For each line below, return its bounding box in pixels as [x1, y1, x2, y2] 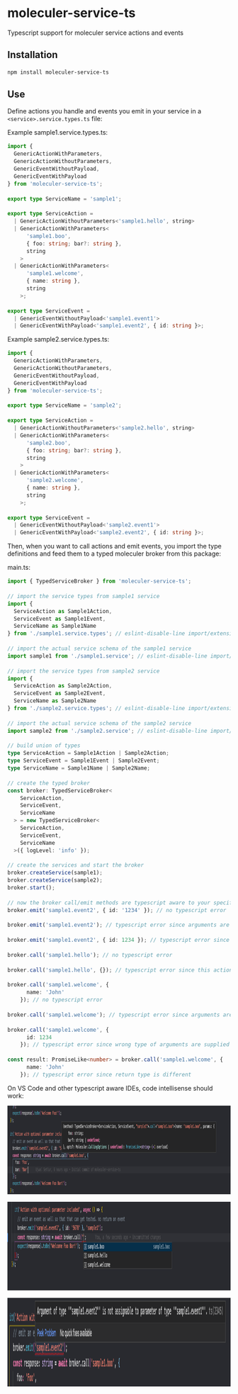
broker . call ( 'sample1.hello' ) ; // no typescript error [7, 951, 173, 958]
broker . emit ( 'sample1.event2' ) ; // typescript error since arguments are [7, 921, 230, 929]
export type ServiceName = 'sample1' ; [7, 195, 122, 203]
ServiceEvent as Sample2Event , [13, 690, 106, 697]
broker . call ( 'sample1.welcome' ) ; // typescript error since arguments [7, 1011, 220, 1018]
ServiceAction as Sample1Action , [13, 607, 113, 614]
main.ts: [7, 563, 30, 572]
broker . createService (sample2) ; [7, 877, 103, 884]
